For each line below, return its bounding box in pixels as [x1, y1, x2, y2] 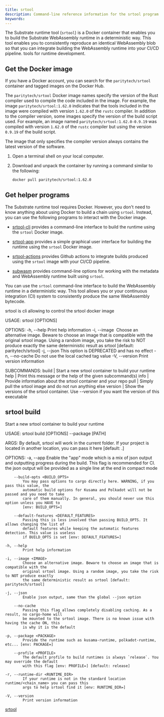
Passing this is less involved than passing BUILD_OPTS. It [23, 517, 148, 522]
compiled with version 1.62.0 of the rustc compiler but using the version [5, 124, 152, 130]
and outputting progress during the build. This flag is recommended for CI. [5, 460, 156, 466]
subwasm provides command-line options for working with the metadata [12, 268, 159, 274]
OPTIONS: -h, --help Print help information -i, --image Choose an [5, 327, 139, 333]
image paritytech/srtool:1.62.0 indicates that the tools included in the [5, 103, 149, 109]
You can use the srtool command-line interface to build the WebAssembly [5, 282, 156, 288]
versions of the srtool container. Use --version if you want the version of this [5, 388, 160, 394]
